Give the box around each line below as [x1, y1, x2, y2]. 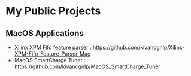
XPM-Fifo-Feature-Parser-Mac [14, 50, 91, 57]
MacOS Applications [5, 28, 84, 38]
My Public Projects [5, 4, 101, 18]
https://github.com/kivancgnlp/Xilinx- [92, 44, 185, 51]
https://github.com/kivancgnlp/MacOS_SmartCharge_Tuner [14, 63, 161, 70]
